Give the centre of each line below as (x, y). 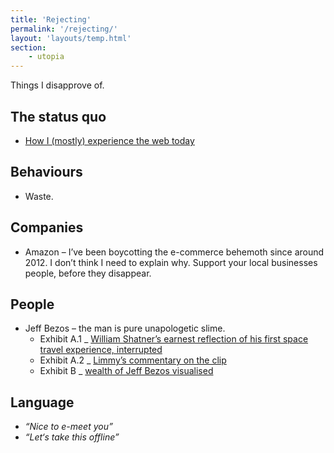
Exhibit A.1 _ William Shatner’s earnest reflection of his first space (174, 339)
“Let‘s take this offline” (72, 437)
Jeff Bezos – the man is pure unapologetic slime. (125, 328)
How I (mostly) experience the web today (109, 140)
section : (28, 47)
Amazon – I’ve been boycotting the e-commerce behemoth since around (174, 252)
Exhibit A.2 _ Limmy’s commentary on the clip (133, 360)
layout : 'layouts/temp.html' (71, 38)
